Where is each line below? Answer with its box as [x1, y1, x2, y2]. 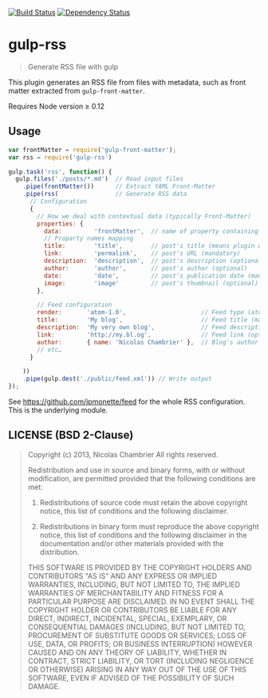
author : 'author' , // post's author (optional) [43, 264, 248, 272]
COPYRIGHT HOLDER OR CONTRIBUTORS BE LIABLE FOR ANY [27, 604, 237, 615]
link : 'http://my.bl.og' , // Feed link [37, 330, 245, 339]
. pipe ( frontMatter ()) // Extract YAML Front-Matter [22, 182, 216, 191]
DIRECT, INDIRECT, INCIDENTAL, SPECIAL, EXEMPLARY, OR [27, 613, 227, 623]
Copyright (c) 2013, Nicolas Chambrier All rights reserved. [27, 449, 219, 459]
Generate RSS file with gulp [27, 62, 118, 71]
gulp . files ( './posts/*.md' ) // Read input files [15, 175, 183, 183]
